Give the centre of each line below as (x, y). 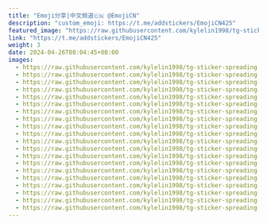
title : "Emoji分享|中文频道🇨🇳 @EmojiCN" (74, 15)
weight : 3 (25, 45)
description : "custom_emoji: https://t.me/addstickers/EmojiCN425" (122, 23)
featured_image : (35, 30)
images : (21, 60)
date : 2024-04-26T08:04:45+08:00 (64, 52)
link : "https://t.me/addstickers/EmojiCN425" (85, 38)
